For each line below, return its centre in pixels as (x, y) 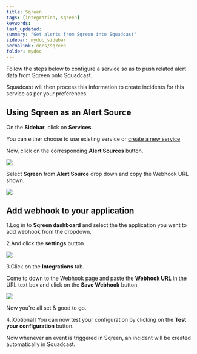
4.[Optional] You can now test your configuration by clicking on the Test (96, 320)
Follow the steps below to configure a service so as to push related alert (96, 69)
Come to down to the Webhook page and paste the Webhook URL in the (96, 278)
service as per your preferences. (47, 93)
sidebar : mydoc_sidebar (36, 40)
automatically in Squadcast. (41, 344)
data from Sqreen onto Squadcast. (49, 75)
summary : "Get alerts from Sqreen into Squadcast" (72, 35)
